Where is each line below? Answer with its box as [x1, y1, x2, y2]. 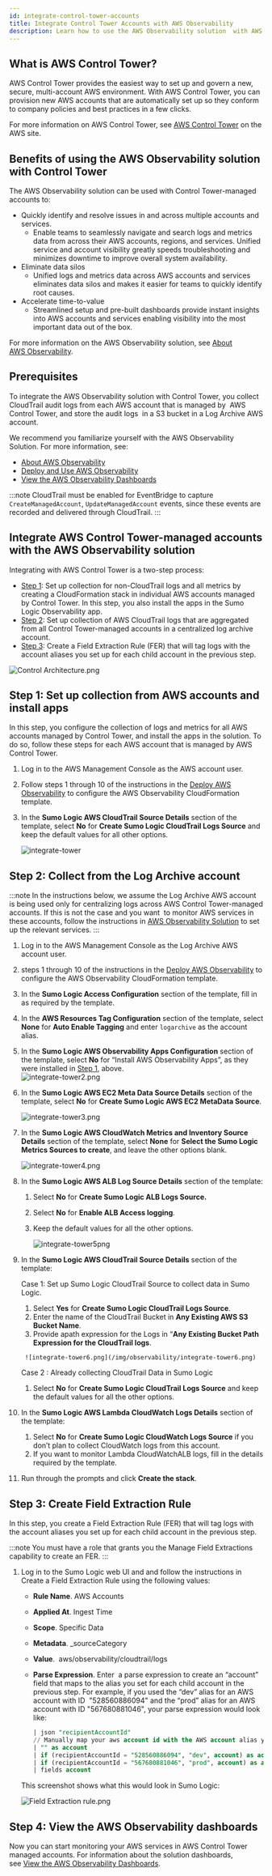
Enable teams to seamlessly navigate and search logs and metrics [32, 228, 253, 237]
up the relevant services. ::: [9, 925, 100, 935]
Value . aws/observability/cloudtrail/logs [32, 1654, 168, 1664]
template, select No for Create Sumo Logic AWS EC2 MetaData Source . [20, 1096, 262, 1106]
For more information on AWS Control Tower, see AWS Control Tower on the [9, 120, 262, 130]
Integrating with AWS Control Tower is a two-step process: [9, 564, 205, 575]
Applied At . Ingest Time [32, 1607, 113, 1617]
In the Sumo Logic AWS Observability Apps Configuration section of [20, 1046, 253, 1057]
